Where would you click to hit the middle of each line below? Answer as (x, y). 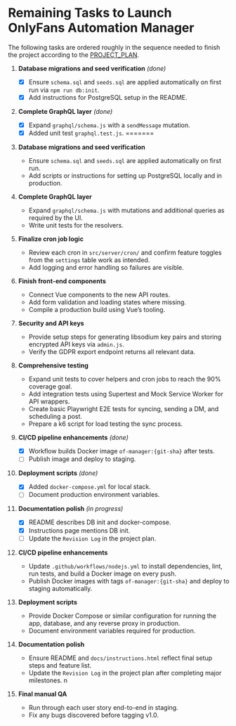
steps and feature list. (60, 665)
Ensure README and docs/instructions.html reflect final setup (120, 658)
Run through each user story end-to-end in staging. (103, 707)
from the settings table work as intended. (89, 260)
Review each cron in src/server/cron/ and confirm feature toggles (125, 253)
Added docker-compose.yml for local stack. (90, 487)
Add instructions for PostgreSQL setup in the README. (108, 97)
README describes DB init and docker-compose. (100, 522)
